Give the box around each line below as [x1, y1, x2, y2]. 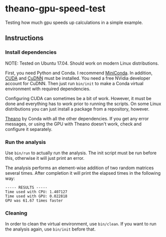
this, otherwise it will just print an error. [5, 155, 85, 161]
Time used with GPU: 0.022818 [5, 194, 68, 199]
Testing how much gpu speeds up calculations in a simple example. [5, 19, 143, 25]
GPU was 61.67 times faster [5, 198, 63, 203]
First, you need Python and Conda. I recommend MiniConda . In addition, [5, 70, 153, 76]
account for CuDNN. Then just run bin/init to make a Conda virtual [5, 80, 144, 86]
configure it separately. [5, 126, 53, 132]
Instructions [5, 34, 44, 42]
